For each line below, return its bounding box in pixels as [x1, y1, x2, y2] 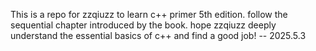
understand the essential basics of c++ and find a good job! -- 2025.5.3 [10, 30, 307, 41]
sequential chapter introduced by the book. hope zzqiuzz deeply [10, 19, 277, 31]
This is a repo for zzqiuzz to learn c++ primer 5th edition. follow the [10, 9, 288, 20]
